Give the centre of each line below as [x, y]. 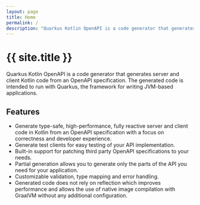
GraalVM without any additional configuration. [71, 195]
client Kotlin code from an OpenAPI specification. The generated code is [95, 80]
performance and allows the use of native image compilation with [95, 189]
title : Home [21, 17]
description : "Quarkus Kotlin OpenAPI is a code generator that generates [101, 28]
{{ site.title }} [39, 58]
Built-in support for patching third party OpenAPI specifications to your [102, 151]
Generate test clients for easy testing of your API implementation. [95, 145]
